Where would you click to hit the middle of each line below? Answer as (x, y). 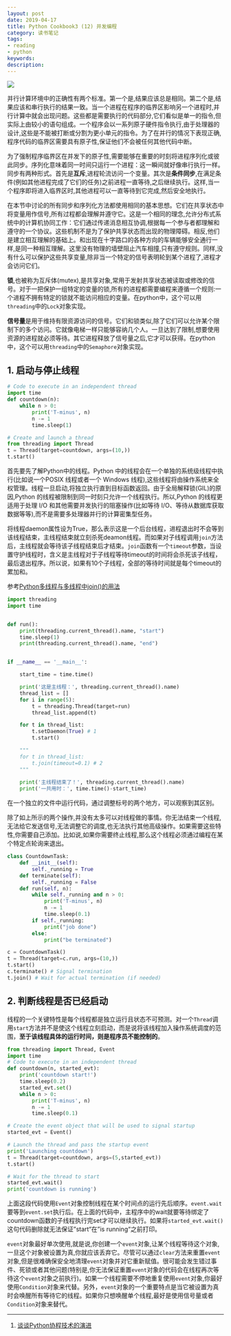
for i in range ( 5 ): (47, 700)
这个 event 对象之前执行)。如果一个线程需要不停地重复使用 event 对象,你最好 (118, 1278)
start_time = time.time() (57, 675)
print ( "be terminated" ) (78, 940)
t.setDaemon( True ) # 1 (64, 732)
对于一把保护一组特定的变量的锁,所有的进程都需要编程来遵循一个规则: (117, 289)
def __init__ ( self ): (49, 863)
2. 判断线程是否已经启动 (58, 1001)
